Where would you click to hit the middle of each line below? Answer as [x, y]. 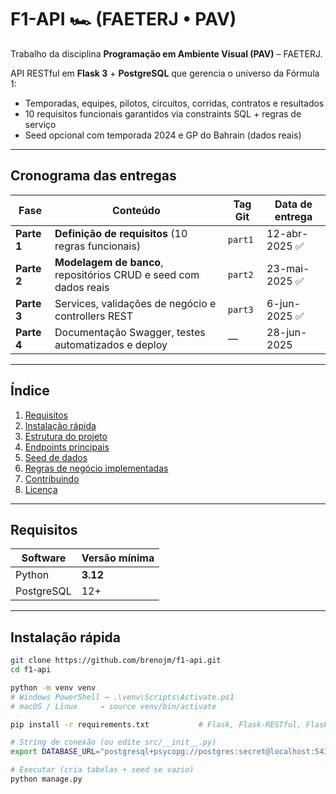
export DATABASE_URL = [55, 752]
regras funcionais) [98, 246]
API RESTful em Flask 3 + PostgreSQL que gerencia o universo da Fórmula [165, 73]
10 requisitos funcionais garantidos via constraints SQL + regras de [163, 113]
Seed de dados [56, 457]
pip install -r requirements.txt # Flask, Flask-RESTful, [156, 724]
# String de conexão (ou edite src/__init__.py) [113, 742]
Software [44, 558]
